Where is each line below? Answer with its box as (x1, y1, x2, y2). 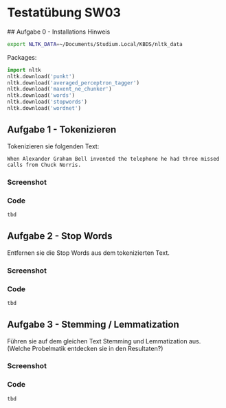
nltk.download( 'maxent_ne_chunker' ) (7, 86, 112, 93)
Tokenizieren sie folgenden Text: (7, 142, 100, 150)
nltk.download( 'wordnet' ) (7, 105, 81, 112)
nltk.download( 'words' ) (7, 92, 76, 99)
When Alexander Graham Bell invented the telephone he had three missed (7, 155, 220, 162)
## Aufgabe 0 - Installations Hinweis (7, 27, 111, 36)
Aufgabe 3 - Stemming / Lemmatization (7, 319, 180, 330)
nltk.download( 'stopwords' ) (7, 98, 88, 106)
